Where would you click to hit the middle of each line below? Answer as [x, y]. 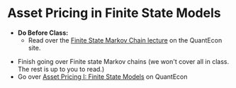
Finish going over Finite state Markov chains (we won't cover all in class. [123, 61]
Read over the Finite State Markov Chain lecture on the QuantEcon [125, 40]
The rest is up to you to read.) [61, 69]
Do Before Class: [43, 33]
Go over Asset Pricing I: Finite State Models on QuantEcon [102, 77]
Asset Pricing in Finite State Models [114, 13]
